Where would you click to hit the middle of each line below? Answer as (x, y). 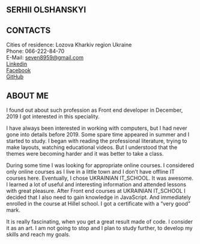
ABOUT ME (28, 96)
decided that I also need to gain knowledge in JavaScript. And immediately (98, 197)
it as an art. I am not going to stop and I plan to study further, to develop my (100, 228)
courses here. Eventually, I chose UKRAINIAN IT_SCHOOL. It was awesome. (100, 178)
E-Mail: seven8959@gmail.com (45, 58)
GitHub (15, 77)
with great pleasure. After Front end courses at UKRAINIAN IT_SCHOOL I (96, 191)
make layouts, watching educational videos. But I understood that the (92, 147)
